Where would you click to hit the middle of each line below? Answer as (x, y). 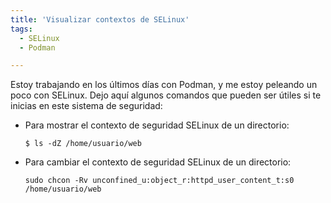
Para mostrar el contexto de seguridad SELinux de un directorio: (157, 125)
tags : (21, 29)
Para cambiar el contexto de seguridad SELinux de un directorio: (158, 162)
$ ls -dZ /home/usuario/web (83, 144)
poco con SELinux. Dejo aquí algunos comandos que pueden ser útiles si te (166, 95)
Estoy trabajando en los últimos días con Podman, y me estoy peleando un (164, 85)
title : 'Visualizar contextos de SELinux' (100, 19)
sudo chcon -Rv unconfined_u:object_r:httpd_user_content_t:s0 (159, 181)
